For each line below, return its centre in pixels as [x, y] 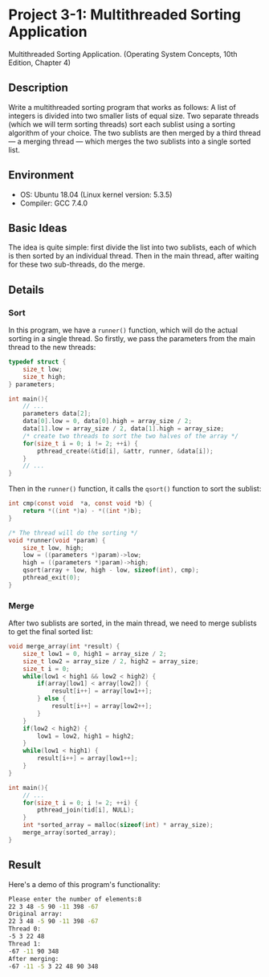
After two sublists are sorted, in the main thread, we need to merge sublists [132, 623]
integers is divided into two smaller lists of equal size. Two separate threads [134, 116]
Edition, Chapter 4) [39, 63]
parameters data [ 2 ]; [57, 414]
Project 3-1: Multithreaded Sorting [124, 15]
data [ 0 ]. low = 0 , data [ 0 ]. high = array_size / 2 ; [108, 421]
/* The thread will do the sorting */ [73, 533]
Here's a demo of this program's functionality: [84, 884]
